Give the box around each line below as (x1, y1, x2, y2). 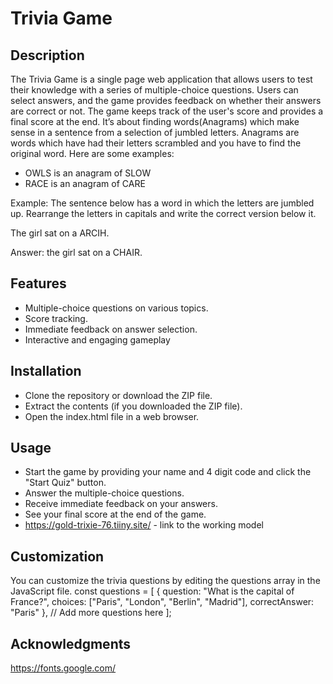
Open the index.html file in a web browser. (24, 410, 200, 422)
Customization (10, 548, 105, 565)
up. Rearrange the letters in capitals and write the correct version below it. (10, 208, 317, 219)
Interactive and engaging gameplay (24, 333, 171, 346)
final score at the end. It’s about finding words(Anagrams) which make (10, 116, 300, 127)
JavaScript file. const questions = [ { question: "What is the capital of (10, 585, 295, 597)
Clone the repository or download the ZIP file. (24, 389, 213, 401)
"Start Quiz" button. (24, 477, 107, 489)
